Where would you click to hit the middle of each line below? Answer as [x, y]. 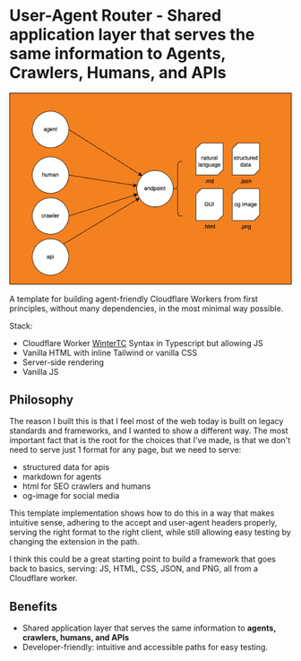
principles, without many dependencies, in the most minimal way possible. [146, 308]
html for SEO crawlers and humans [86, 486]
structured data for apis [66, 467]
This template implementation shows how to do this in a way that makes [142, 513]
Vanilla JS [40, 371]
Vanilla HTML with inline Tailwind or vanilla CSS [110, 352]
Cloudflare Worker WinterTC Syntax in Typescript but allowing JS [142, 343]
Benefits [34, 606]
